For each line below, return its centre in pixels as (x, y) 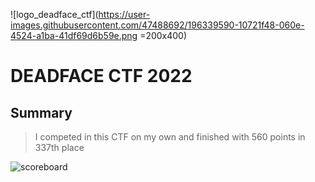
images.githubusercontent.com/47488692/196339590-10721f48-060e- (157, 25)
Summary (41, 112)
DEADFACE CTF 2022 (101, 76)
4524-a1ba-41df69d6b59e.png (74, 35)
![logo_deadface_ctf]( (54, 14)
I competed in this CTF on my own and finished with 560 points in (170, 137)
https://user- (124, 14)
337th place (59, 147)
